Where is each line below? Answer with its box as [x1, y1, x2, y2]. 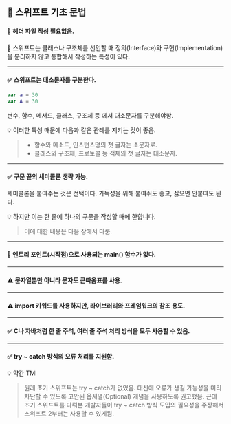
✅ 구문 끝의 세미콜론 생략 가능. [7, 173, 88, 181]
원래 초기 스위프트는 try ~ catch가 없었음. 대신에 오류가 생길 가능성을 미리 [23, 383, 222, 392]
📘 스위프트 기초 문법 [7, 6, 87, 19]
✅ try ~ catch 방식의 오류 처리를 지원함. [7, 352, 115, 361]
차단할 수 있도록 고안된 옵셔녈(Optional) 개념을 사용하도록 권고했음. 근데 [23, 392, 218, 401]
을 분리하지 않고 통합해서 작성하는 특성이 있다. [7, 52, 131, 61]
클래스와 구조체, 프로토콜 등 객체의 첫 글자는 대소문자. [34, 149, 177, 157]
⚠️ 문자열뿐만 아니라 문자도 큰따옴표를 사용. [7, 276, 122, 284]
